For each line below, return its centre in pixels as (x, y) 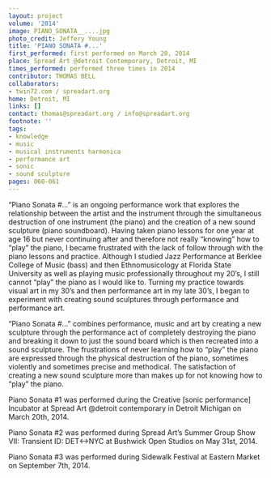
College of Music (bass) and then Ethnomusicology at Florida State (120, 265)
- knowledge (28, 136)
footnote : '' (30, 122)
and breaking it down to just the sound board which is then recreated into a (133, 340)
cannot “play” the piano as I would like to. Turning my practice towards (126, 282)
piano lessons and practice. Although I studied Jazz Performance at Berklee (135, 256)
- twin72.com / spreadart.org (59, 91)
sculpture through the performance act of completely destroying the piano (132, 332)
